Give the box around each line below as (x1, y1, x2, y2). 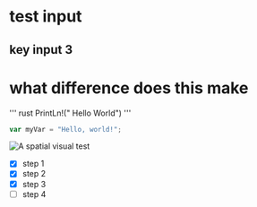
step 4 (21, 188, 47, 199)
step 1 (21, 159, 45, 169)
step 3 (21, 178, 47, 189)
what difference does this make (9, 78, 249, 98)
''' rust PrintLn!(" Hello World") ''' (9, 108, 132, 118)
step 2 (21, 168, 47, 179)
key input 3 (9, 42, 73, 57)
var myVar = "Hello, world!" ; (9, 125, 123, 134)
